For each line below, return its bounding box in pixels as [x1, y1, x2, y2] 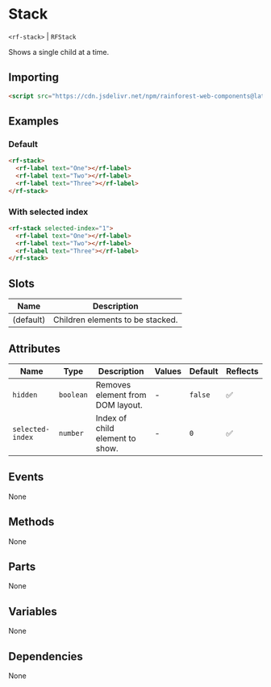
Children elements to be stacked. [53, 314, 178, 325]
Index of [95, 413, 127, 424]
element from [95, 389, 147, 400]
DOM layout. [95, 399, 143, 410]
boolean [58, 390, 89, 400]
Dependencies [8, 649, 83, 663]
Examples [8, 115, 59, 128]
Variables [8, 605, 58, 618]
